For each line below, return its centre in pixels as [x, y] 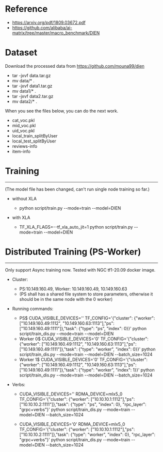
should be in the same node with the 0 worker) [66, 299]
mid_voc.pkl [24, 125]
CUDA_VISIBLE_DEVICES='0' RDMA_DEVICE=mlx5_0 [72, 424]
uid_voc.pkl [23, 131]
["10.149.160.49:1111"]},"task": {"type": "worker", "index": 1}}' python [87, 370]
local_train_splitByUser [35, 136]
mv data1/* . [24, 91]
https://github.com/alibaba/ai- [42, 27]
